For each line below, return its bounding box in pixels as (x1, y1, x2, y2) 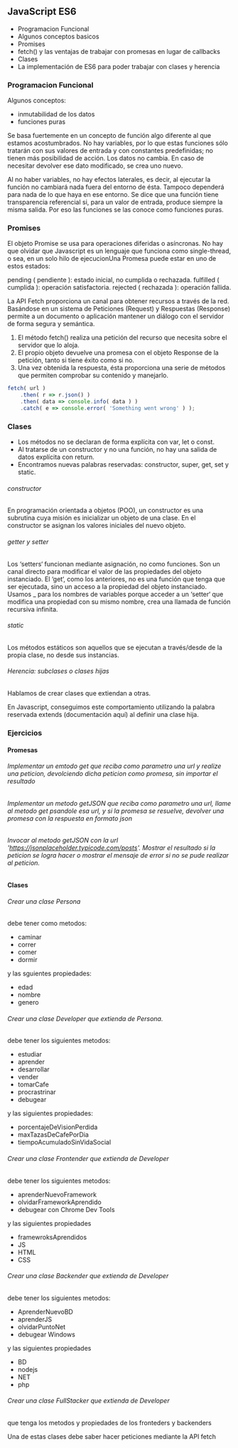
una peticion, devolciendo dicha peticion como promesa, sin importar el (7, 769, 218, 778)
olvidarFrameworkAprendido (17, 1197, 102, 1206)
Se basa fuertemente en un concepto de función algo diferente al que (7, 131, 212, 140)
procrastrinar (17, 1088, 57, 1096)
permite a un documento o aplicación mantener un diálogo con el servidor (7, 312, 225, 320)
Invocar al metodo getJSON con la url (7, 836, 119, 845)
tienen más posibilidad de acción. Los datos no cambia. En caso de (7, 154, 205, 163)
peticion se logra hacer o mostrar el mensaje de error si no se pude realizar (7, 851, 229, 860)
